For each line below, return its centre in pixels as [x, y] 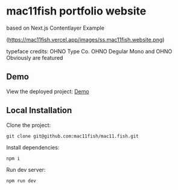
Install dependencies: [33, 147]
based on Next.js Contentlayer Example [55, 28]
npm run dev [21, 181]
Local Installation [39, 110]
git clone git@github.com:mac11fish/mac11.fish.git [72, 136]
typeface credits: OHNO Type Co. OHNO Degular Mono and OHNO [89, 51]
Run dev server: [26, 169]
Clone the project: [29, 125]
